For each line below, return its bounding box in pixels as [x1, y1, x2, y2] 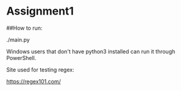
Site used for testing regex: [6, 66, 74, 73]
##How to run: [6, 24, 43, 32]
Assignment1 [6, 4, 74, 18]
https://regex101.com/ [6, 78, 61, 85]
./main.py [6, 36, 30, 43]
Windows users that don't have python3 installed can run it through [6, 47, 176, 55]
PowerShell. [6, 54, 37, 61]
